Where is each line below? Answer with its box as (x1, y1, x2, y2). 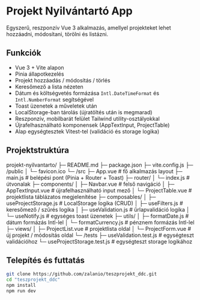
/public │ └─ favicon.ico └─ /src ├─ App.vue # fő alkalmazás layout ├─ (6, 167, 183, 175)
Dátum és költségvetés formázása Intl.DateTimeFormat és (14, 89, 160, 97)
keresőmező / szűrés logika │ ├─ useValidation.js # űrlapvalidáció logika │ (6, 206, 190, 213)
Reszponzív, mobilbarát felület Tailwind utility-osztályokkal (14, 115, 160, 122)
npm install (6, 283, 36, 289)
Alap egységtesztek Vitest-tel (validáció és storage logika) (14, 127, 160, 135)
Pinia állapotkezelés (14, 70, 64, 78)
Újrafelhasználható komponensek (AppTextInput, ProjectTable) (14, 121, 170, 129)
